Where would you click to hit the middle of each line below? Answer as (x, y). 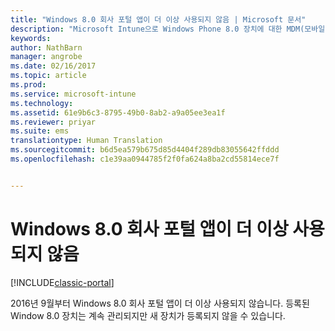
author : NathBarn (46, 47)
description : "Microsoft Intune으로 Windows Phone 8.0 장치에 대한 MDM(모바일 (168, 29)
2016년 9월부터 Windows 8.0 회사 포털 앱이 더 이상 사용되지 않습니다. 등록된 (160, 303)
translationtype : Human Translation (86, 141)
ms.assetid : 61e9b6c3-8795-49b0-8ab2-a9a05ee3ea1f (118, 112)
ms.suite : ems (40, 131)
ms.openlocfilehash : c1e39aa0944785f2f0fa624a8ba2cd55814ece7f (145, 159)
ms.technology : (42, 103)
